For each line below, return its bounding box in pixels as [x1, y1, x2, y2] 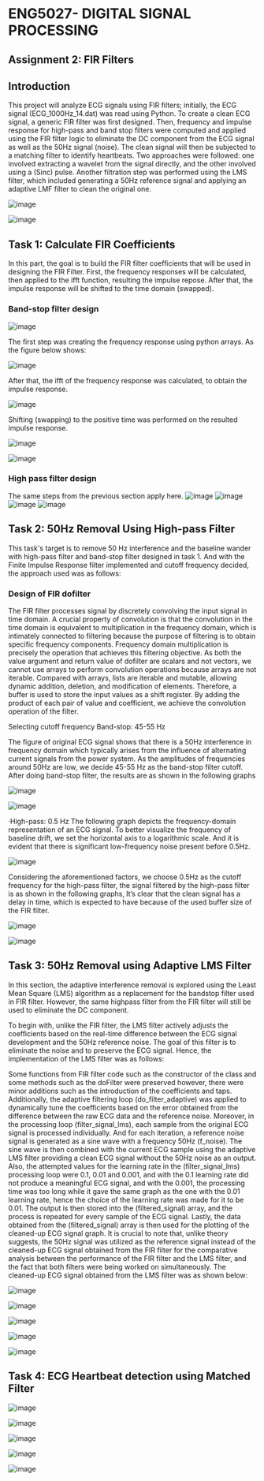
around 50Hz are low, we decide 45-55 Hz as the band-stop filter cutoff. [8, 762, 243, 771]
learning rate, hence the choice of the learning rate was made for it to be [8, 1195, 244, 1204]
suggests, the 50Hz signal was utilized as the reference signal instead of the [8, 1237, 256, 1246]
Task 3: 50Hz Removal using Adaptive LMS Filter [8, 959, 252, 972]
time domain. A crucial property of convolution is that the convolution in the [8, 614, 254, 624]
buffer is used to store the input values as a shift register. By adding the [8, 689, 240, 699]
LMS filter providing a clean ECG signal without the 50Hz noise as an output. [8, 1153, 257, 1162]
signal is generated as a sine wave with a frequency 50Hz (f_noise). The [8, 1136, 243, 1146]
